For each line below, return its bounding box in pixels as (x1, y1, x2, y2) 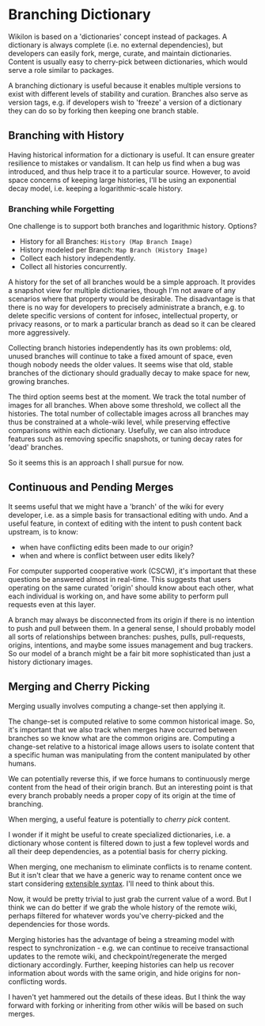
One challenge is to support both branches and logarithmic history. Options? (8, 222, 257, 231)
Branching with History (8, 129, 125, 142)
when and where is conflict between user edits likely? (19, 550, 195, 560)
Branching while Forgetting (8, 203, 115, 215)
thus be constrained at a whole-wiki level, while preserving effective (8, 417, 231, 427)
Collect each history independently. (19, 253, 136, 263)
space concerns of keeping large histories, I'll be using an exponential (8, 175, 237, 184)
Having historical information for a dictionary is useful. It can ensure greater (8, 150, 256, 159)
